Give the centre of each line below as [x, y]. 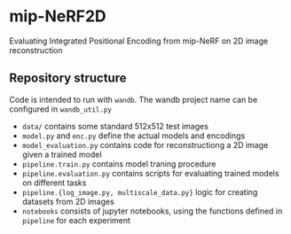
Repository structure [68, 78]
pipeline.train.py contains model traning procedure [119, 164]
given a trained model [62, 154]
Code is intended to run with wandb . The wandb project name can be [134, 99]
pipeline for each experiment [76, 220]
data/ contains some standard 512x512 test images [115, 126]
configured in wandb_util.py [61, 109]
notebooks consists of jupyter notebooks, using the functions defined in [152, 211]
